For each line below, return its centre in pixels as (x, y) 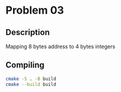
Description (28, 32)
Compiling (25, 65)
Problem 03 (35, 10)
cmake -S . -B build (31, 79)
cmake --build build (31, 84)
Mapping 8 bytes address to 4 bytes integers (60, 46)
